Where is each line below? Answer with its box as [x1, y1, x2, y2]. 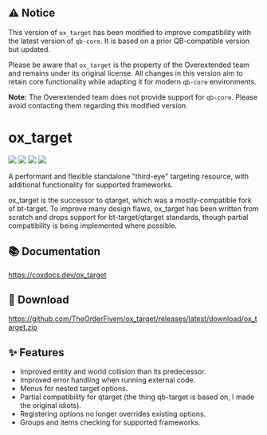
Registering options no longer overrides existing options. [19, 410, 206, 419]
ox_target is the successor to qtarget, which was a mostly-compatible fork [8, 195, 253, 205]
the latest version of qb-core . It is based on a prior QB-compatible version [8, 36, 249, 45]
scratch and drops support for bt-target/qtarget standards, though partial [8, 212, 249, 221]
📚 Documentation [8, 245, 101, 258]
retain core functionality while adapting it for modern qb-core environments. [8, 76, 257, 86]
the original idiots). [19, 401, 82, 410]
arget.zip [8, 323, 37, 332]
